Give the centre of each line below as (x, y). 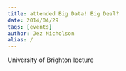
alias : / (20, 40)
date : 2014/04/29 (33, 20)
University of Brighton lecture (51, 60)
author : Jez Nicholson (41, 33)
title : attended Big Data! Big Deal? (63, 14)
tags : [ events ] (30, 27)
